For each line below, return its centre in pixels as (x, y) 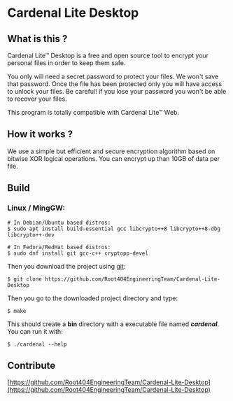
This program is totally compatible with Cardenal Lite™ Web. (93, 112)
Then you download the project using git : (66, 266)
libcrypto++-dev (31, 235)
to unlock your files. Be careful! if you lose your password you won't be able (117, 91)
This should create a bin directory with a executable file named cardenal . (113, 324)
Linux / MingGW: (36, 208)
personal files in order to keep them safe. (66, 63)
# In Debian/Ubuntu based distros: (59, 223)
